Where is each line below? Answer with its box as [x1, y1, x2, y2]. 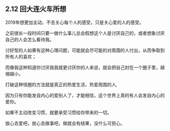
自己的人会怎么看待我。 [5, 36, 54, 42]
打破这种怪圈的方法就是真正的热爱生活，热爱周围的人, [5, 81, 118, 87]
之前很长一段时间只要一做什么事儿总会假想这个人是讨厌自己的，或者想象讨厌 [5, 30, 165, 36]
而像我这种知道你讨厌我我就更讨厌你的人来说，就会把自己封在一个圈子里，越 [5, 64, 165, 70]
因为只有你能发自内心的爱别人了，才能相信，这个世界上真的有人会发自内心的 [5, 92, 165, 98]
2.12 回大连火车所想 [5, 5, 67, 14]
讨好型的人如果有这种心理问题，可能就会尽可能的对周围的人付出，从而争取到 [5, 47, 165, 53]
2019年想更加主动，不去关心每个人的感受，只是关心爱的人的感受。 [5, 19, 144, 25]
